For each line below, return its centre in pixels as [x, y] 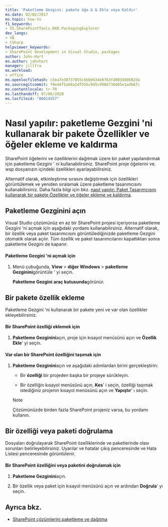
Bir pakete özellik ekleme [45, 297]
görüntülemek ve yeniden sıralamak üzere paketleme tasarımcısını [73, 184]
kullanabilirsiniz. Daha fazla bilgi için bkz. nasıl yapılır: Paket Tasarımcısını [81, 190]
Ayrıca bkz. [23, 507]
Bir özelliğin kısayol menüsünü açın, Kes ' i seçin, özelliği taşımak [87, 385]
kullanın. [21, 415]
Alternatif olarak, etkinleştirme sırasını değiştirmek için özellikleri [71, 179]
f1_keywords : [19, 24]
